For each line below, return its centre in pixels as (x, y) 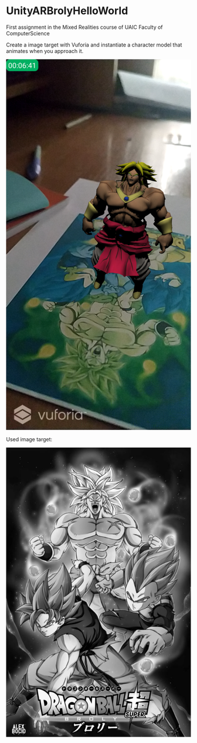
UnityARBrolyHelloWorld (67, 11)
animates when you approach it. (45, 51)
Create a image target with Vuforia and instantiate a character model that (94, 45)
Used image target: (29, 439)
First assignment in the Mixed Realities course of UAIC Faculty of (84, 27)
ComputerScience (28, 33)
